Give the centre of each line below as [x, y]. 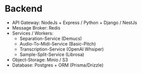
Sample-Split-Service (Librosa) [52, 54]
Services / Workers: [33, 33]
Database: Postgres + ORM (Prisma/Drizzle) [58, 65]
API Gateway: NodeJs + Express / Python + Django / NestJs [75, 22]
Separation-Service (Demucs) [51, 38]
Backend [23, 9]
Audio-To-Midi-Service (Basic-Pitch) [58, 43]
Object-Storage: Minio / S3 [40, 59]
